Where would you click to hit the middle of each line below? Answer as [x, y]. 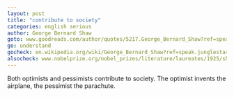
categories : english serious [49, 26]
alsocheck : [23, 59]
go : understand [29, 46]
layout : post [26, 14]
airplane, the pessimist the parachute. [62, 86]
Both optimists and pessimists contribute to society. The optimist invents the [117, 78]
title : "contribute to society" [54, 20]
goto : [15, 39]
